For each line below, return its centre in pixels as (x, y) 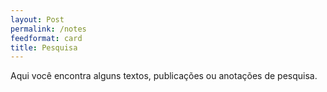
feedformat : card (46, 38)
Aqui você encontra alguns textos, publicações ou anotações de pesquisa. (164, 76)
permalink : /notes (48, 29)
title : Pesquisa (44, 47)
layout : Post (37, 19)
